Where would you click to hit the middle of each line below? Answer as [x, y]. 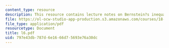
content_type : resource [30, 10]
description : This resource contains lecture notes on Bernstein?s [77, 14]
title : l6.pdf [20, 33]
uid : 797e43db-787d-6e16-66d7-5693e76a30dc [52, 38]
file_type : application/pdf [35, 24]
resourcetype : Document [30, 28]
